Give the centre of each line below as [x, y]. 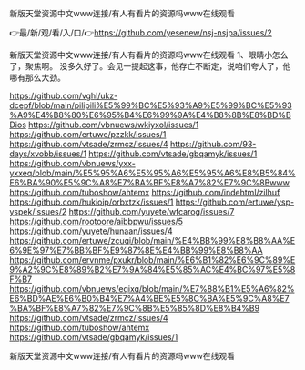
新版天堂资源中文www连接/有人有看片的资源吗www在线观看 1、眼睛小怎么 [149, 55]
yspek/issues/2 [38, 211]
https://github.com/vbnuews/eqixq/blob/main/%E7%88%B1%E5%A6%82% [152, 289]
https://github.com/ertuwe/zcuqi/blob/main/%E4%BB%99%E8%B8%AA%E [152, 240]
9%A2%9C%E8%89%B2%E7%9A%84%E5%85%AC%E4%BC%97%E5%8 [152, 270]
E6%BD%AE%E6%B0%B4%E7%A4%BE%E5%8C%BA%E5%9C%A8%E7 [149, 299]
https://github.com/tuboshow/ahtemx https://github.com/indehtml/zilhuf [145, 192]
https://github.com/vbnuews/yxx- [73, 163]
